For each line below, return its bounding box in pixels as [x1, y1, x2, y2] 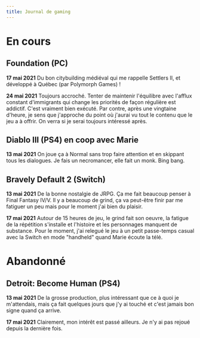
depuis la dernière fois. [6, 325, 63, 332]
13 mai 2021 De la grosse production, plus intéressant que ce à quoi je [6, 294, 179, 302]
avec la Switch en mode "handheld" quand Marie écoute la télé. [6, 234, 163, 241]
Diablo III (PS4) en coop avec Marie [6, 135, 139, 145]
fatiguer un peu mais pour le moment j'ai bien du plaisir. [6, 203, 143, 210]
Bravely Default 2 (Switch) [6, 174, 106, 184]
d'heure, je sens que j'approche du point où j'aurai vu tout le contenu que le [6, 111, 193, 118]
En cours [6, 34, 51, 48]
